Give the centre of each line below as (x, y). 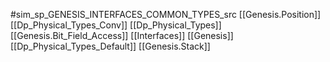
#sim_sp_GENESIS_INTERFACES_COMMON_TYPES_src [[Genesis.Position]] (166, 14)
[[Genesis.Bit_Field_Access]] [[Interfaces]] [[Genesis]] (122, 35)
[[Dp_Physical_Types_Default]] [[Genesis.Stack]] (110, 46)
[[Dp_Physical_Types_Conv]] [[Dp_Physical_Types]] (116, 25)
